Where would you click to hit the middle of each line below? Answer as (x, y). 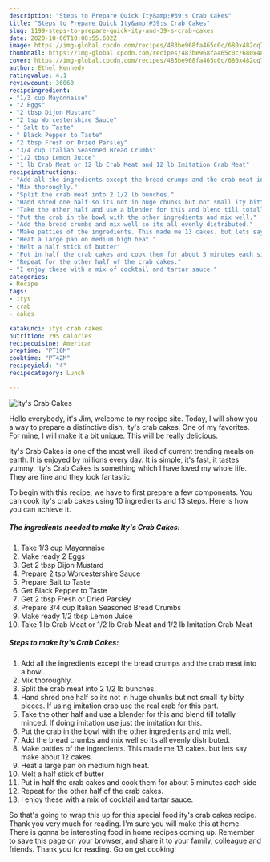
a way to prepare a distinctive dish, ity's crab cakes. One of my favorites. (129, 427)
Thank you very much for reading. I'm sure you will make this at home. (125, 824)
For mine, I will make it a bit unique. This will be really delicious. (114, 435)
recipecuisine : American (50, 343)
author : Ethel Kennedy (47, 68)
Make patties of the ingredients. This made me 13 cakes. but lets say (134, 748)
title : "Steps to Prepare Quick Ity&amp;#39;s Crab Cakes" (110, 23)
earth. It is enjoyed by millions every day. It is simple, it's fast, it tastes (124, 459)
